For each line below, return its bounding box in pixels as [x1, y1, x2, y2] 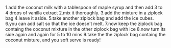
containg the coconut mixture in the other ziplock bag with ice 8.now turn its [5, 26, 166, 32]
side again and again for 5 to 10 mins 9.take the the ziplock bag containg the [5, 32, 166, 37]
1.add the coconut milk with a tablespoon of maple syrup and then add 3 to [5, 5, 163, 10]
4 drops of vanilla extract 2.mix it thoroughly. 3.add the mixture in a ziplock [5, 10, 163, 16]
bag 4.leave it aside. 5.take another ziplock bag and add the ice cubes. [5, 15, 154, 21]
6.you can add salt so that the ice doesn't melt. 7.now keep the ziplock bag [5, 20, 162, 27]
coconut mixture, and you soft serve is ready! [5, 37, 101, 43]
